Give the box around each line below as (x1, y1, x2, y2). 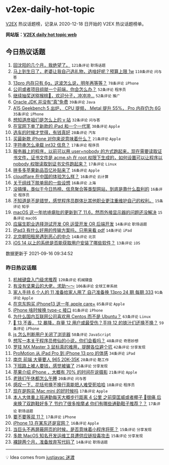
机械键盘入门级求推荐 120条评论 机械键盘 (13, 277, 93, 283)
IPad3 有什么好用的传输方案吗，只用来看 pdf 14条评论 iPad (13, 227, 132, 233)
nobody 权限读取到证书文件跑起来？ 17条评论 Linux (13, 161, 117, 167)
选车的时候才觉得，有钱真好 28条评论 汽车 (13, 129, 96, 135)
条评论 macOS (13, 215, 37, 221)
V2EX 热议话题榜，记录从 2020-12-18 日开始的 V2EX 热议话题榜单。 (6, 21, 147, 27)
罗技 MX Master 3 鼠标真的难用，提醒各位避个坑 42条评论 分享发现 (13, 344, 146, 350)
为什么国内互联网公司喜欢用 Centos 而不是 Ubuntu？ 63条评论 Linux (13, 314, 151, 320)
